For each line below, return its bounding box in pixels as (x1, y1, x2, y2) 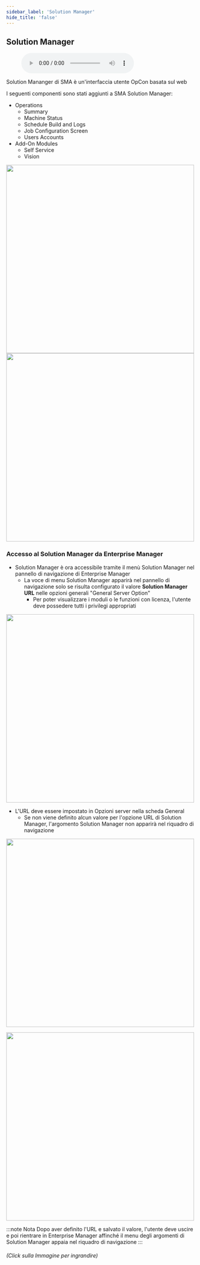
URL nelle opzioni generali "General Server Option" (23, 589, 151, 597)
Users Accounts (23, 134, 64, 141)
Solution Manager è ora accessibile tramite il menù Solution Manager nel (14, 563, 195, 571)
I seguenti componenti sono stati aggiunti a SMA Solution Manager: (6, 90, 173, 97)
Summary (23, 108, 48, 115)
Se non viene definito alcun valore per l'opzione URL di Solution (23, 814, 182, 821)
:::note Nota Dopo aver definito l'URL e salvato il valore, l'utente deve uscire (6, 1225, 193, 1232)
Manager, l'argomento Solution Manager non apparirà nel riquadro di (23, 820, 194, 827)
